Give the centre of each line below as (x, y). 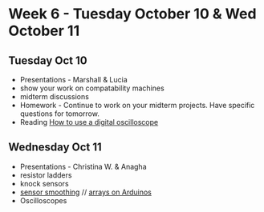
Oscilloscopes (43, 200)
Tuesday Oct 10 (48, 60)
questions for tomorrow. (60, 114)
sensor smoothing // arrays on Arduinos (86, 192)
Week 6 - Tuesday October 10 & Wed (132, 14)
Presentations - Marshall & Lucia (74, 80)
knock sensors (45, 183)
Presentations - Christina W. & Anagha (83, 166)
